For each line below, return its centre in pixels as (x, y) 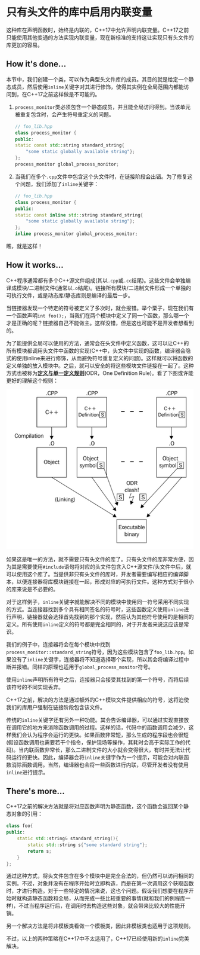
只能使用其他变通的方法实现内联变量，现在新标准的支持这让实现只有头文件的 (100, 37)
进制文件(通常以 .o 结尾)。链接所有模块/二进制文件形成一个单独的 (113, 288)
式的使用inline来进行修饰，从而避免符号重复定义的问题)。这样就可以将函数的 (100, 358)
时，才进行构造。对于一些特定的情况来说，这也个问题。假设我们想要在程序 (97, 891)
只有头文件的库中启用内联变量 (79, 12)
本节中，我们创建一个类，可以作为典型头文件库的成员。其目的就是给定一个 (97, 79)
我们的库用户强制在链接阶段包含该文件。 (56, 707)
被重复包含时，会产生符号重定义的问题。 (64, 114)
